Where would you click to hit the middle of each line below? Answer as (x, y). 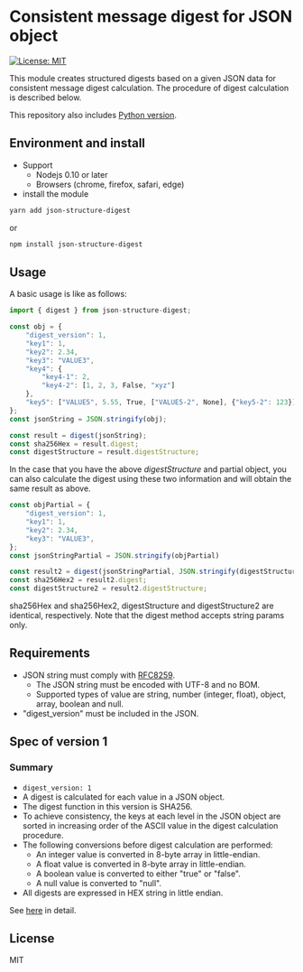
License (32, 938)
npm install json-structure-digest (76, 244)
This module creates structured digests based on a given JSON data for (143, 78)
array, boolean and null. (80, 704)
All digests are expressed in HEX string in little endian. (123, 893)
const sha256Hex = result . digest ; (74, 444)
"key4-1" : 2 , (66, 377)
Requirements (50, 653)
